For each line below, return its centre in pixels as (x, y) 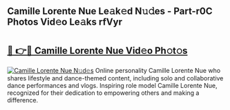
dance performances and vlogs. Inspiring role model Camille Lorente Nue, (112, 86)
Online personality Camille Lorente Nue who (158, 70)
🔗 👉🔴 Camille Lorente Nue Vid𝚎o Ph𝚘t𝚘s (97, 51)
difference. (23, 100)
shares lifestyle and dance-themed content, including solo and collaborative (115, 78)
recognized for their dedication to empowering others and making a (103, 93)
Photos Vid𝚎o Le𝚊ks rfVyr (65, 22)
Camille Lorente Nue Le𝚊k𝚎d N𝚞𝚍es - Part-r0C (110, 11)
